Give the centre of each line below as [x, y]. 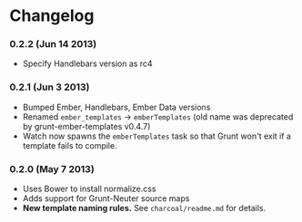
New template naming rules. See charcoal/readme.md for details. [144, 208]
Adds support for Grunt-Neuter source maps [106, 198]
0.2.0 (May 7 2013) [52, 169]
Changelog [52, 16]
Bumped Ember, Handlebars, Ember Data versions [116, 107]
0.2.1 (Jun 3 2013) [50, 87]
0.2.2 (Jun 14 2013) [53, 44]
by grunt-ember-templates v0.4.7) [86, 126]
